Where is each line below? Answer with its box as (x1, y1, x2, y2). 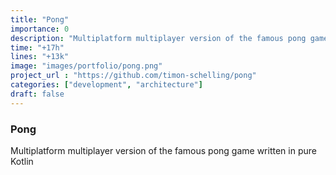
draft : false (10, 89, 65, 99)
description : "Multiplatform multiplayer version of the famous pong (10, 33, 307, 43)
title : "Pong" (10, 14, 70, 25)
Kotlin (10, 155, 34, 167)
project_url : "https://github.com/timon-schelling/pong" (10, 71, 257, 81)
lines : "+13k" (10, 52, 70, 62)
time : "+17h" (10, 42, 65, 53)
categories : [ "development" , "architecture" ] (10, 80, 203, 90)
